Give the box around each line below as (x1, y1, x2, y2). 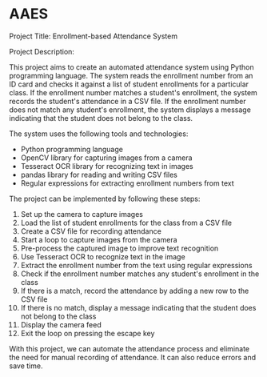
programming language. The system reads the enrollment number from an (9, 70, 253, 80)
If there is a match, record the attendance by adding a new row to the (20, 286, 249, 295)
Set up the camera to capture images (20, 209, 143, 219)
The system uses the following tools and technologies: (9, 129, 189, 138)
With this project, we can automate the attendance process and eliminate (9, 343, 250, 353)
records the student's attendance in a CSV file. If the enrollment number (9, 96, 246, 106)
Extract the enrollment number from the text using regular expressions (20, 260, 253, 270)
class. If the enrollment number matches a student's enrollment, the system (9, 87, 258, 97)
